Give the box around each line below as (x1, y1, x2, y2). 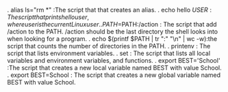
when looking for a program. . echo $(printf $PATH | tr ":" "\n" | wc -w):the (7, 35, 218, 43)
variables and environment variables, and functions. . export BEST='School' (7, 57, 220, 64)
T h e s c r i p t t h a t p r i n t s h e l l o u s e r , (7, 13, 90, 21)
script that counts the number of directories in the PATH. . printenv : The (7, 42, 211, 50)
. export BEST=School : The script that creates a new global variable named (7, 71, 221, 79)
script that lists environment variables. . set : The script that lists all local (7, 49, 211, 57)
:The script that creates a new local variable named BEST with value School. (7, 64, 223, 72)
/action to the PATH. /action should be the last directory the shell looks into (7, 27, 218, 35)
